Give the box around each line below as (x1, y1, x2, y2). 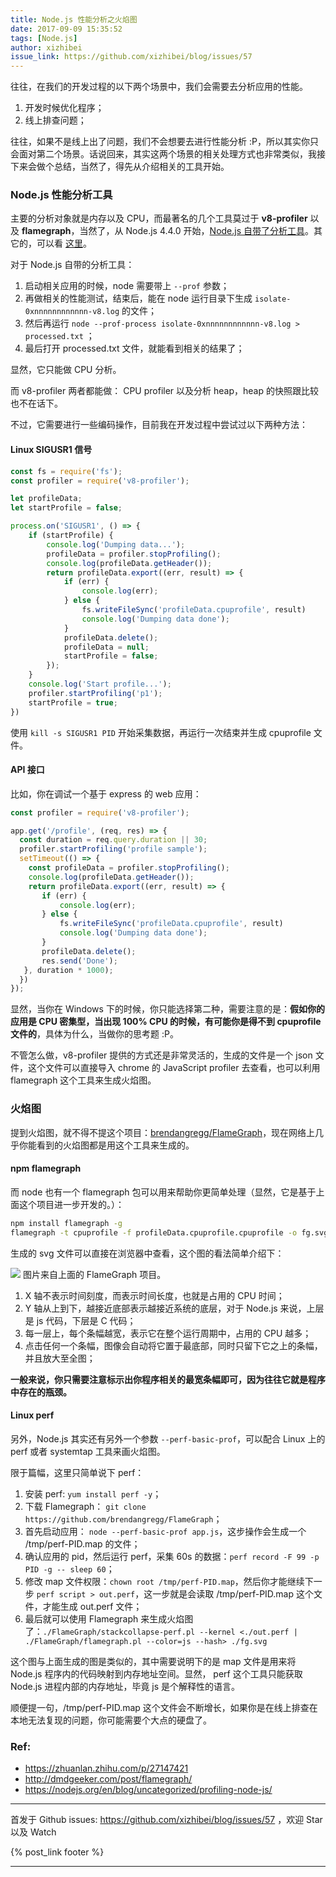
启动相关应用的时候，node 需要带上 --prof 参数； (24, 280, 230, 292)
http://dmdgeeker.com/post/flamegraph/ (24, 1773, 193, 1785)
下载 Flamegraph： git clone (24, 1500, 147, 1512)
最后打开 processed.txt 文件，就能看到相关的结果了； (24, 342, 245, 355)
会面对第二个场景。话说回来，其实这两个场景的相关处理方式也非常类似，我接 (10, 148, 326, 160)
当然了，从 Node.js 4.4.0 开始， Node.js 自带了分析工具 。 (79, 225, 315, 237)
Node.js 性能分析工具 (10, 188, 113, 202)
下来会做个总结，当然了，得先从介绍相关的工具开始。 (10, 161, 230, 173)
